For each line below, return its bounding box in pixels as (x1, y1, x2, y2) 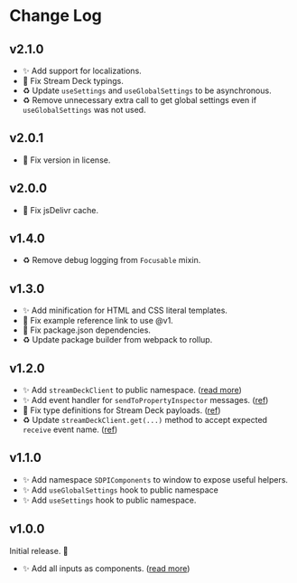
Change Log (9, 5, 102, 26)
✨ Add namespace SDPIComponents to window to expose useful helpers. (22, 474, 289, 484)
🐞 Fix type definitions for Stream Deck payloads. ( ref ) (22, 405, 221, 416)
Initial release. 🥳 (9, 545, 70, 556)
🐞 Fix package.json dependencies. (22, 324, 152, 335)
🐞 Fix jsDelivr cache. (22, 204, 99, 215)
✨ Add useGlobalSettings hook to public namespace (22, 484, 218, 495)
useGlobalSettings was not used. (22, 105, 146, 115)
